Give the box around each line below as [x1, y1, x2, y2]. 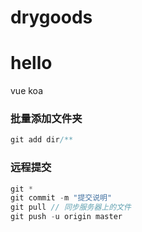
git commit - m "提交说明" [10, 193, 113, 203]
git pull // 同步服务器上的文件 [10, 202, 132, 213]
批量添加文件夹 [10, 112, 83, 126]
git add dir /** [10, 135, 74, 145]
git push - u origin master [10, 212, 123, 222]
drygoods [10, 6, 93, 29]
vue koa [10, 85, 44, 97]
